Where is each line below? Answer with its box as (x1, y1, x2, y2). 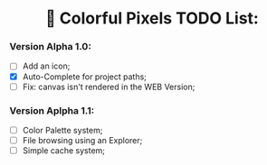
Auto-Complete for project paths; (22, 71, 148, 82)
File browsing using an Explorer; (22, 135, 143, 146)
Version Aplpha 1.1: (9, 104, 95, 116)
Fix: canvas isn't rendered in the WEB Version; (22, 81, 195, 92)
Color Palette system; (22, 124, 103, 135)
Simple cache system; (22, 145, 106, 156)
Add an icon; (22, 60, 71, 71)
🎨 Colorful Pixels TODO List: (44, 8, 260, 29)
